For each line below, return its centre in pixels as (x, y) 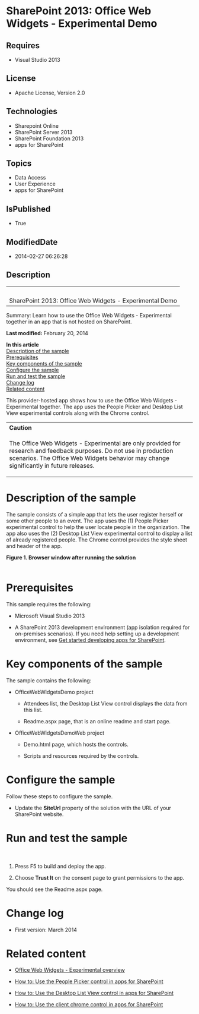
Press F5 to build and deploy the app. (60, 866)
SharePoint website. (39, 814)
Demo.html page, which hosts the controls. (76, 744)
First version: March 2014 (46, 930)
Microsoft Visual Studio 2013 (50, 616)
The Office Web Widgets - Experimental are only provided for (95, 443)
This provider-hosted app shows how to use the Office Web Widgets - (92, 400)
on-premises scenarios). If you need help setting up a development (97, 634)
